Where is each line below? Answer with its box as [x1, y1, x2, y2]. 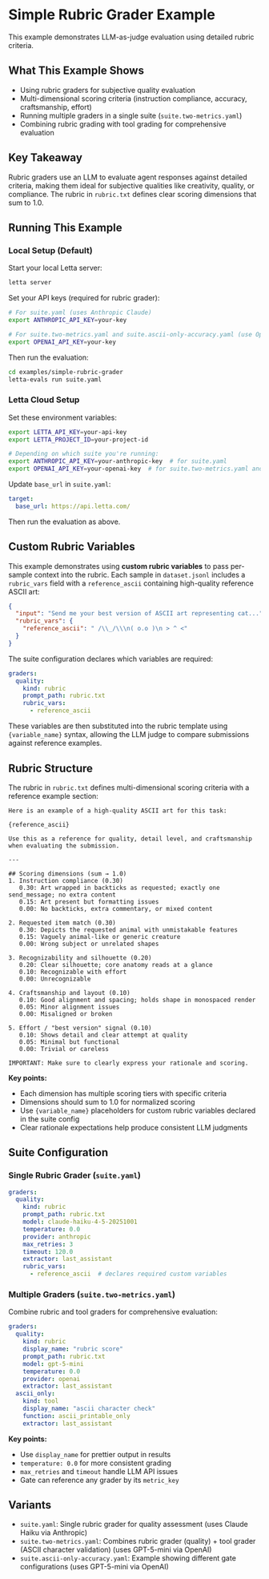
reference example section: [8, 791, 98, 800]
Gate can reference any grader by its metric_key [19, 1475, 179, 1484]
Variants [8, 1498, 52, 1512]
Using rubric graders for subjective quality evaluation [19, 85, 196, 95]
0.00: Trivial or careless [18, 1045, 110, 1053]
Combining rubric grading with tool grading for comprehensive [19, 119, 227, 129]
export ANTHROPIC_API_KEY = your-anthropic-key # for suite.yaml [8, 457, 227, 465]
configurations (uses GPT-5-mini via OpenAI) [19, 1562, 170, 1572]
